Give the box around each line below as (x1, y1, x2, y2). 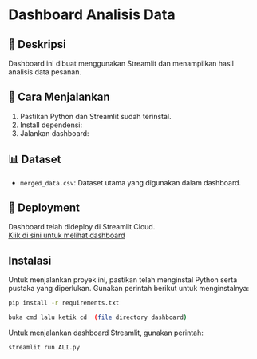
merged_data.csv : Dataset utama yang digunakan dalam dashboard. (19, 178, 242, 187)
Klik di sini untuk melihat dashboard (8, 230, 125, 241)
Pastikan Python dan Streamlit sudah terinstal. (19, 111, 172, 121)
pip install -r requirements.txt (8, 299, 120, 307)
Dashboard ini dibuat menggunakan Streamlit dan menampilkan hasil (8, 58, 234, 68)
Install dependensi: (19, 120, 83, 130)
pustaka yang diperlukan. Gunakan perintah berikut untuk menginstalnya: (8, 284, 250, 293)
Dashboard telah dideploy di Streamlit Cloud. (8, 222, 156, 232)
